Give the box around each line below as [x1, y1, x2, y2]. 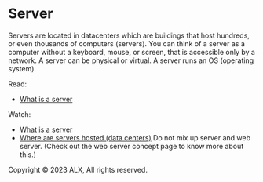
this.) [19, 150, 37, 159]
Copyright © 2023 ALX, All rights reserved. [8, 165, 148, 174]
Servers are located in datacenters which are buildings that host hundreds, [8, 31, 250, 40]
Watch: [8, 109, 31, 118]
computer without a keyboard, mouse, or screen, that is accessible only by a [8, 47, 255, 56]
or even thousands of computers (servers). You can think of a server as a [8, 38, 246, 48]
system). [8, 64, 37, 73]
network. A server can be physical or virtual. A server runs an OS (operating [8, 56, 254, 65]
